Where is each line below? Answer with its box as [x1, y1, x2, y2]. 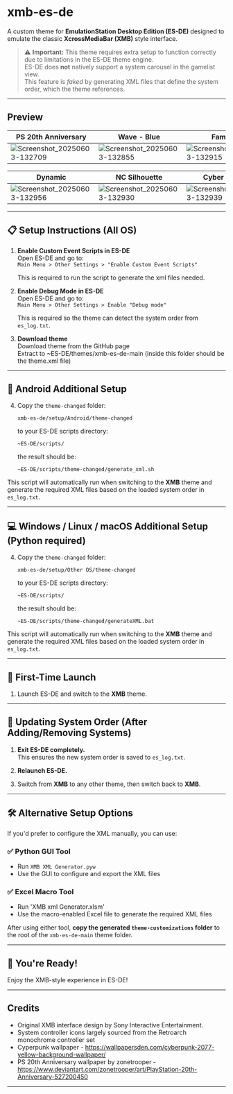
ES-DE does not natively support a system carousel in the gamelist [24, 62, 216, 71]
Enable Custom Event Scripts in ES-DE [17, 246, 130, 255]
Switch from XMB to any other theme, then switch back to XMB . [17, 780, 201, 788]
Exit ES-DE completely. [17, 745, 85, 753]
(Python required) [7, 535, 86, 547]
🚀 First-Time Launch [7, 671, 96, 683]
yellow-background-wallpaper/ [17, 1050, 106, 1059]
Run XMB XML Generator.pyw [17, 862, 96, 871]
